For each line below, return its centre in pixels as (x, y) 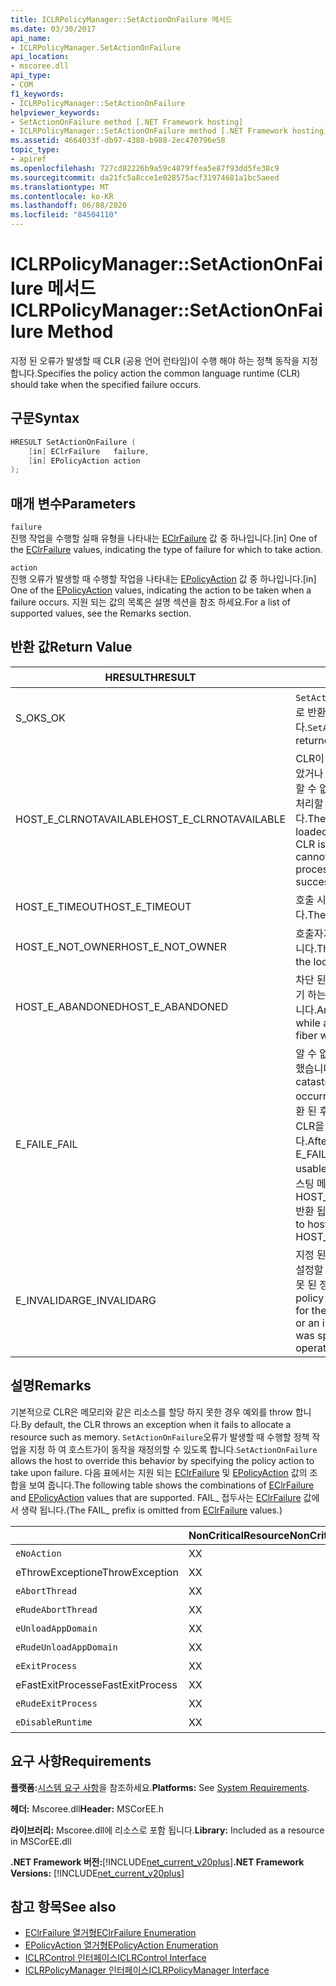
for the (311, 1310)
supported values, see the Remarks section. (101, 613)
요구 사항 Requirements (81, 1761)
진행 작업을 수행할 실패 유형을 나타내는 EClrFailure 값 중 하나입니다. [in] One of (164, 538)
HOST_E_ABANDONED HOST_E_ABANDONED (122, 1006)
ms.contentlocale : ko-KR (62, 196)
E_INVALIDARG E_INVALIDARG (86, 1300)
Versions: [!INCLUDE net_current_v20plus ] (97, 1873)
